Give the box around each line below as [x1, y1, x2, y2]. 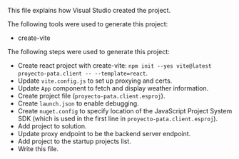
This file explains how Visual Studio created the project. [7, 6, 171, 14]
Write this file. [17, 145, 59, 153]
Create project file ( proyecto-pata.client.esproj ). [17, 92, 166, 100]
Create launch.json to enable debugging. [17, 99, 139, 108]
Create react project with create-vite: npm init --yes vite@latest [17, 61, 212, 70]
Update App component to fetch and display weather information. [17, 84, 209, 92]
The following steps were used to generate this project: [7, 48, 170, 56]
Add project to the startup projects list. [17, 137, 132, 145]
